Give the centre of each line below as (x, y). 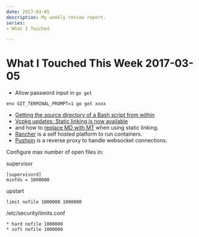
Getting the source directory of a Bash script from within (85, 115)
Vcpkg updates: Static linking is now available (71, 121)
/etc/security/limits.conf (36, 213)
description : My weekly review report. (56, 17)
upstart (15, 191)
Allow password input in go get (53, 93)
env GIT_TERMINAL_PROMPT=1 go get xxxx (56, 104)
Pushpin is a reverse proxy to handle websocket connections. (91, 140)
